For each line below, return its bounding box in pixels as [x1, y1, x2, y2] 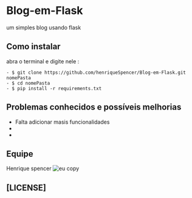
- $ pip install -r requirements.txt [6, 85, 102, 91]
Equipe [6, 149, 33, 159]
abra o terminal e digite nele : [6, 57, 80, 65]
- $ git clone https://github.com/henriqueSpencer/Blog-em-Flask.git [6, 69, 187, 76]
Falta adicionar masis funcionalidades [15, 118, 110, 126]
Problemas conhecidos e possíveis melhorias [6, 102, 182, 113]
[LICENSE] [6, 182, 47, 193]
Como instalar [6, 41, 61, 52]
